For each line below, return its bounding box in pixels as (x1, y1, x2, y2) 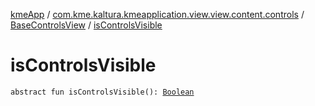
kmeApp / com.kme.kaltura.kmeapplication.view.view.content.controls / (10, 9, 305, 20)
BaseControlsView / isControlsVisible (10, 19, 163, 31)
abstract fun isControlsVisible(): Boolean (10, 87, 195, 97)
